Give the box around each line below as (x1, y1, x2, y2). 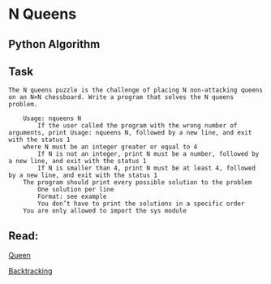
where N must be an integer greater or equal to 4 (23, 143, 198, 151)
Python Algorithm (8, 37, 101, 51)
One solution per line (37, 186, 114, 194)
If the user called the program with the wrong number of (37, 122, 238, 130)
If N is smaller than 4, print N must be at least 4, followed (37, 164, 256, 173)
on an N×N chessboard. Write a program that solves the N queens (8, 93, 234, 101)
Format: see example (37, 192, 107, 201)
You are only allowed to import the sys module (23, 207, 187, 215)
